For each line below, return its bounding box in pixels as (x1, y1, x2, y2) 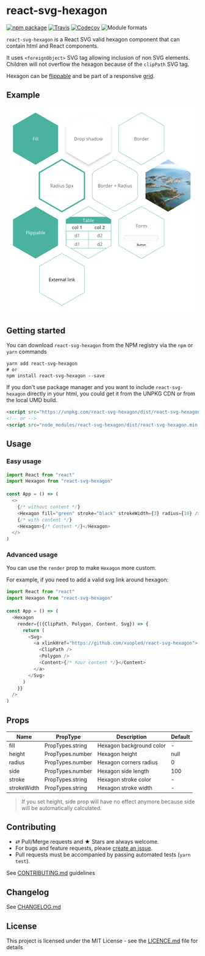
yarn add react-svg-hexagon (6, 361, 78, 367)
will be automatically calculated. (21, 804, 102, 811)
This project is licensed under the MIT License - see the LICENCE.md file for (6, 937, 198, 944)
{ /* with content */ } (17, 517, 72, 523)
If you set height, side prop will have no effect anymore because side (21, 797, 195, 805)
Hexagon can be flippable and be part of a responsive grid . (6, 72, 155, 79)
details (6, 943, 23, 951)
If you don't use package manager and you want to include (6, 384, 154, 391)
